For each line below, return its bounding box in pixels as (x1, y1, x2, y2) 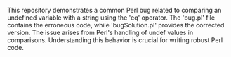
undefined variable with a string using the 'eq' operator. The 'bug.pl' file (7, 13, 216, 22)
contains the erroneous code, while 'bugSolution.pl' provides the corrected (7, 21, 225, 29)
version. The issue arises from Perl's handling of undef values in (7, 28, 194, 37)
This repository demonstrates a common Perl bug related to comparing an (7, 6, 222, 14)
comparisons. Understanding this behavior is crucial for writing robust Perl (7, 36, 223, 44)
